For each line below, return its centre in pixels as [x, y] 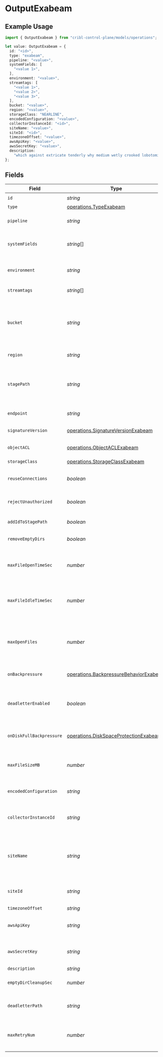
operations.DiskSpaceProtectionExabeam [114, 736]
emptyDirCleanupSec [30, 983]
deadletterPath [25, 1006]
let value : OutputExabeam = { [36, 46]
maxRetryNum [21, 1035]
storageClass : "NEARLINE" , [37, 115]
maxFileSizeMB [24, 765]
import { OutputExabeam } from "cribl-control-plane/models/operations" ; [81, 38]
